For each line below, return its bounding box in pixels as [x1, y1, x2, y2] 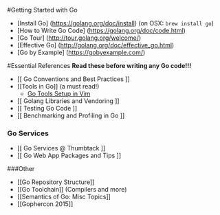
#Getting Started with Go [7, 6, 78, 14]
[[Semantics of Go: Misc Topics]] [16, 192, 111, 201]
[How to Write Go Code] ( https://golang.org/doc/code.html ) [16, 27, 186, 34]
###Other [7, 165, 35, 173]
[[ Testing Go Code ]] [16, 104, 78, 112]
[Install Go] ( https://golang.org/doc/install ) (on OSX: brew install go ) [16, 19, 214, 27]
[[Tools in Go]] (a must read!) [16, 82, 100, 90]
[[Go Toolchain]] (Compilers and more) [16, 185, 127, 194]
